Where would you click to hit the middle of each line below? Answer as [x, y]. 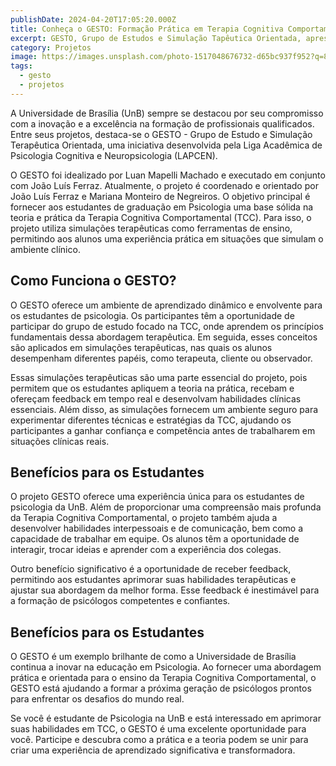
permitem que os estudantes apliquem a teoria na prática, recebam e [152, 388]
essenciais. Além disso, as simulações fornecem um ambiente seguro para [164, 409]
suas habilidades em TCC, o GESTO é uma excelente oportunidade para [158, 729]
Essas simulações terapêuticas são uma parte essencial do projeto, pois [159, 377]
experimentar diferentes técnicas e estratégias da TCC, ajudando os [151, 420]
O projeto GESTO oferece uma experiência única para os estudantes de [157, 497]
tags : [21, 66]
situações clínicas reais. [60, 441]
